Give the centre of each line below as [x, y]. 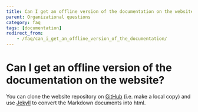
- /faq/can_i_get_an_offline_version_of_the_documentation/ [92, 39]
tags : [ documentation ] [34, 28]
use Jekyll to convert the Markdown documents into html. [76, 103]
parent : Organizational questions [49, 17]
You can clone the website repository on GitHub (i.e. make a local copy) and [98, 96]
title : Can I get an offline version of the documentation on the [89, 11]
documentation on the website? [85, 80]
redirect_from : [25, 33]
